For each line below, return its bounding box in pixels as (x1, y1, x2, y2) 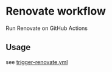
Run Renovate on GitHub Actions (5, 24, 88, 32)
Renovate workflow (5, 4, 106, 18)
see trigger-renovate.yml (5, 58, 68, 65)
